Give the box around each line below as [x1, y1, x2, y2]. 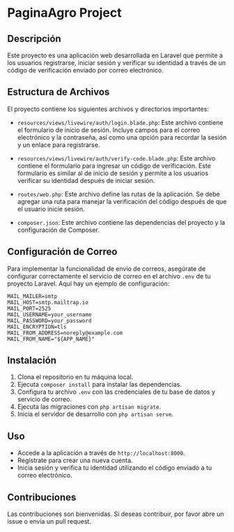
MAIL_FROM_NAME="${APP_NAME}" [7, 335, 95, 343]
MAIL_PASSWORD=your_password [7, 317, 92, 324]
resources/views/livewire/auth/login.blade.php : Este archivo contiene [17, 118, 224, 126]
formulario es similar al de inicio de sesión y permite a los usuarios [17, 169, 209, 177]
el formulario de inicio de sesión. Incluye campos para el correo [17, 126, 201, 134]
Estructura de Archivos [7, 86, 110, 98]
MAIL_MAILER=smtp [7, 293, 58, 300]
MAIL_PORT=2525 [7, 305, 52, 312]
